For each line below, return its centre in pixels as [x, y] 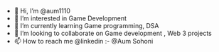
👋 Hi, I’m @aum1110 [42, 11]
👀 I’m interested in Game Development [70, 18]
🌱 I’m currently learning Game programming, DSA [86, 26]
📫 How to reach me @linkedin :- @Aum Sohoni [84, 41]
